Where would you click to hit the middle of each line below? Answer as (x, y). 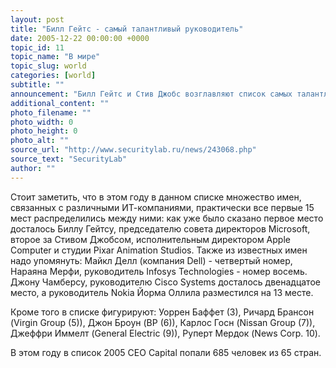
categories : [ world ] (53, 76)
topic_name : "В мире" (55, 57)
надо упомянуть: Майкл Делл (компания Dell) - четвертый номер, (151, 260)
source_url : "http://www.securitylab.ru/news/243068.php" (133, 150)
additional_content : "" (60, 103)
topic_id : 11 (37, 47)
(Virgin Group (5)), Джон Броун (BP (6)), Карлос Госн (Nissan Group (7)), (163, 322)
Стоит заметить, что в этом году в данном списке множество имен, (156, 197)
